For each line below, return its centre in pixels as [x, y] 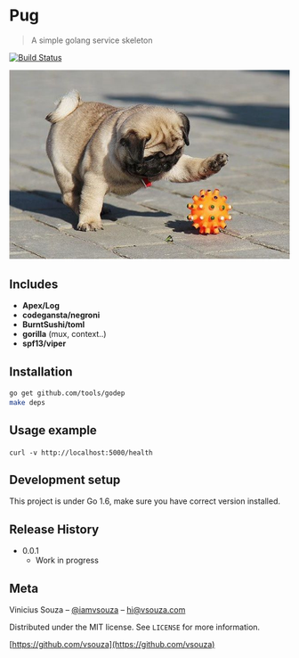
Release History [54, 529]
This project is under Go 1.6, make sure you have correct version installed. [145, 501]
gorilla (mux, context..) [64, 334]
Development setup [65, 480]
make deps [28, 402]
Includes [34, 284]
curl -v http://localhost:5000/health [81, 452]
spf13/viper [44, 343]
